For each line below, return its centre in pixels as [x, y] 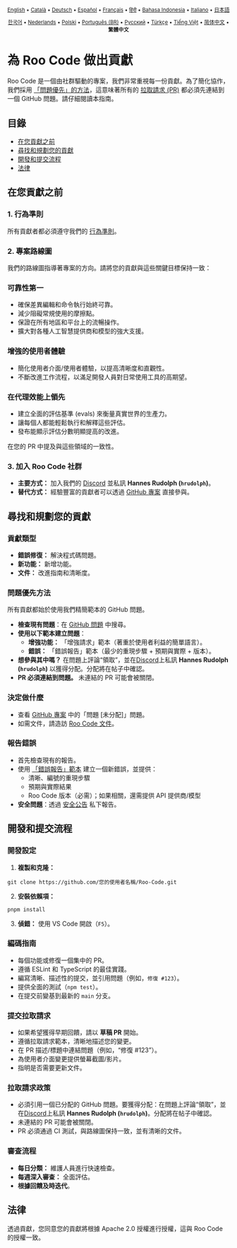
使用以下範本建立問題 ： [51, 634]
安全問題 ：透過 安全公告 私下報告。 [69, 804]
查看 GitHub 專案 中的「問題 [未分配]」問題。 [83, 714]
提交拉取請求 [29, 1015]
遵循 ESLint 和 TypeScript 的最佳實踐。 [74, 969]
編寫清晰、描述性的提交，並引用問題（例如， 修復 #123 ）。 [100, 978]
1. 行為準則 [25, 214]
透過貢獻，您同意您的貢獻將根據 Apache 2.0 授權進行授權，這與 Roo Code [115, 1228]
